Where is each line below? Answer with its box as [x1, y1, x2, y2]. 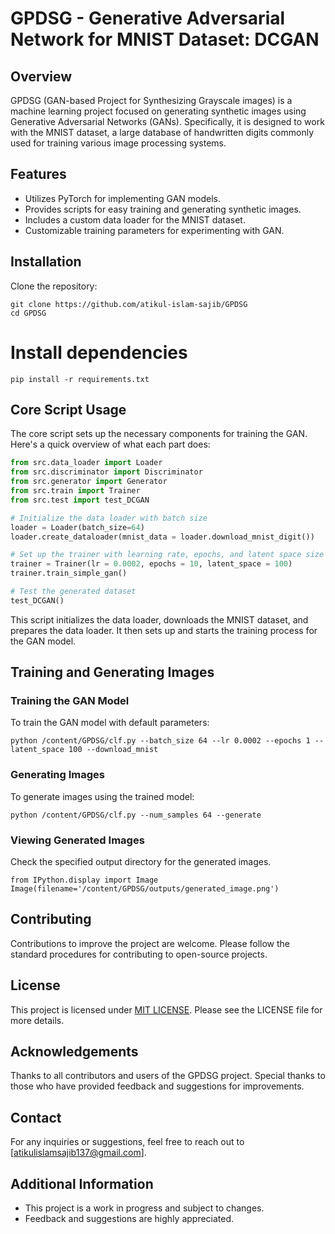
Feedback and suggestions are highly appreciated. [24, 1213, 235, 1225]
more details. [10, 1014, 65, 1026]
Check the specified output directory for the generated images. [10, 856, 272, 868]
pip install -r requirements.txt [10, 374, 150, 384]
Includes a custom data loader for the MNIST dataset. [24, 213, 246, 226]
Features [10, 166, 67, 183]
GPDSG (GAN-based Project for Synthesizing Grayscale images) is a [10, 95, 293, 106]
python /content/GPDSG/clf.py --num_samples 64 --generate [10, 810, 262, 820]
